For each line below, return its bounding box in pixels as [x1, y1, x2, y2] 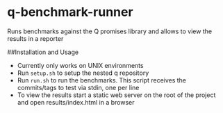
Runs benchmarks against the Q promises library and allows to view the [7, 27, 213, 35]
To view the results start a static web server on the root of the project [17, 91, 216, 99]
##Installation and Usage [7, 48, 79, 56]
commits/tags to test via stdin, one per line [17, 83, 140, 92]
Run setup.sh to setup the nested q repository [17, 69, 149, 77]
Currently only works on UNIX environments [17, 61, 144, 69]
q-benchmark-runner [7, 4, 133, 20]
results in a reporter [7, 34, 64, 42]
